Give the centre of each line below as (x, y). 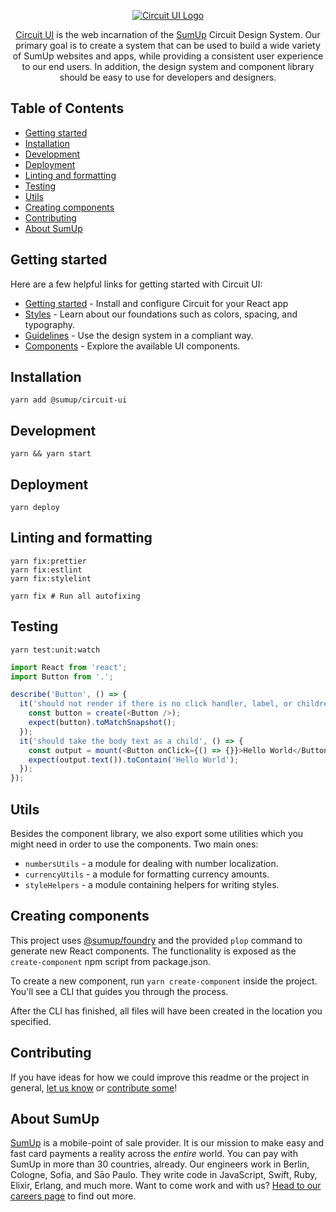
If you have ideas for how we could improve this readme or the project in (160, 1077)
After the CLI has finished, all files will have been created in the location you (166, 1011)
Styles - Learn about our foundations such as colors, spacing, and (161, 314)
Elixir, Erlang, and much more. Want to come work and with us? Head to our (166, 1186)
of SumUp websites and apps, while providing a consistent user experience (168, 56)
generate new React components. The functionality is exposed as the (153, 951)
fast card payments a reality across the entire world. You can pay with (154, 1154)
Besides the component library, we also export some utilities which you (157, 833)
